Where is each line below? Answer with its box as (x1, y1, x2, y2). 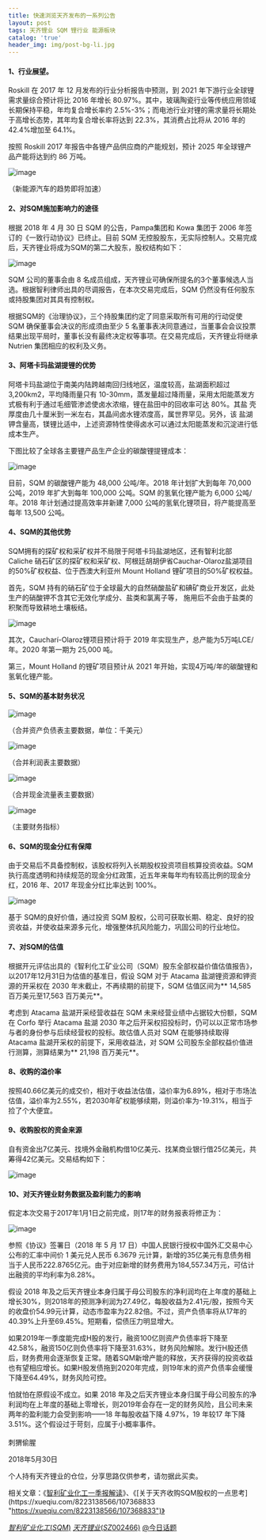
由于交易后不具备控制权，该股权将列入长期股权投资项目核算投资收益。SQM (8, 860, 253, 871)
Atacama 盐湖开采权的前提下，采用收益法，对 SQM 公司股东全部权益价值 (8, 1037, 247, 1047)
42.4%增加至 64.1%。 (8, 125, 80, 135)
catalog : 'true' (8, 33, 62, 42)
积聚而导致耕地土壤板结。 (8, 602, 92, 612)
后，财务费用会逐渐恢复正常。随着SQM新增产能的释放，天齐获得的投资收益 (8, 1353, 253, 1363)
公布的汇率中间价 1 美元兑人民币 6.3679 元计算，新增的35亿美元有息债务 (8, 1250, 245, 1260)
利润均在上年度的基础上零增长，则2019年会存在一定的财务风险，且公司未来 (8, 1400, 253, 1409)
